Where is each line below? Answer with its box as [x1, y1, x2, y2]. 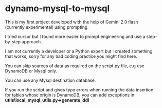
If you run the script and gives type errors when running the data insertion [5, 87, 154, 92]
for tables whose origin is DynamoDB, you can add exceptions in [5, 92, 135, 98]
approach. [21, 38, 42, 44]
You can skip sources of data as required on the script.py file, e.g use [5, 63, 144, 69]
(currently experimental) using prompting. [5, 24, 89, 30]
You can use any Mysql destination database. [5, 77, 96, 83]
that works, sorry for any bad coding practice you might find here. [5, 53, 138, 59]
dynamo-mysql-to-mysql [5, 3, 110, 14]
